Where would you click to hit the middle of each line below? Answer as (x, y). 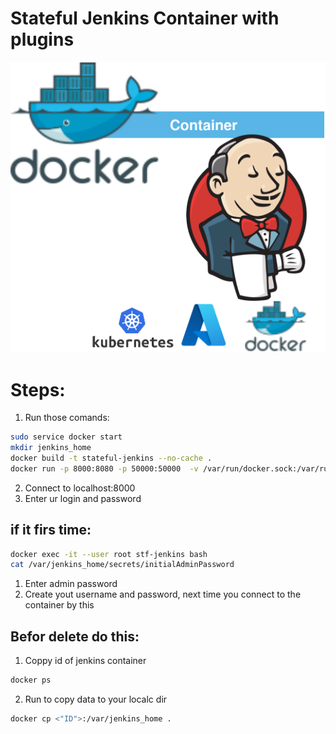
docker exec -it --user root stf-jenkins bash (109, 554)
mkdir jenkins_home (51, 448)
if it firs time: (51, 530)
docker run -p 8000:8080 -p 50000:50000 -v (104, 468)
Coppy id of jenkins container (85, 661)
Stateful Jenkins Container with (145, 18)
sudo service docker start (66, 437)
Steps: (38, 389)
